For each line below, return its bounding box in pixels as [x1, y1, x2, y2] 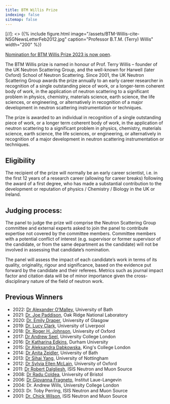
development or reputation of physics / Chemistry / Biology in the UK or [5, 186, 155, 192]
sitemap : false [5, 17, 38, 22]
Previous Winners [5, 293, 63, 302]
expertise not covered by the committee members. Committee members [5, 230, 156, 237]
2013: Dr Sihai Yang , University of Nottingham [12, 355, 109, 361]
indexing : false [5, 12, 40, 17]
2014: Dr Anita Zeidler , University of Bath [12, 350, 98, 356]
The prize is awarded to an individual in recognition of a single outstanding [5, 114, 161, 121]
